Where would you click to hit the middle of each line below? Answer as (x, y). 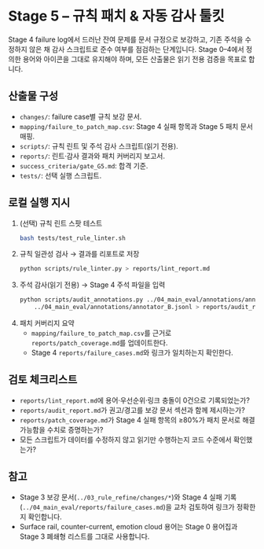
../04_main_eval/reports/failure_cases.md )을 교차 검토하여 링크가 (128, 507)
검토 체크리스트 (43, 380)
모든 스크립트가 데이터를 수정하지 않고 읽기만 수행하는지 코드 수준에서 (125, 439)
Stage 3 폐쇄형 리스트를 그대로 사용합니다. (84, 536)
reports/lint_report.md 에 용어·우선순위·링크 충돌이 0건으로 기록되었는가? (134, 400)
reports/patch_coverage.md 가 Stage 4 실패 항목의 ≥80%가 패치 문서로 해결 (137, 420)
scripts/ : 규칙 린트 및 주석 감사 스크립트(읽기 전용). (99, 146)
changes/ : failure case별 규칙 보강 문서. (81, 116)
